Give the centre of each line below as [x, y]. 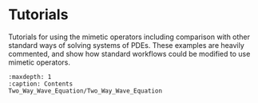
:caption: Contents [41, 84]
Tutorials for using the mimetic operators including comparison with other [129, 37]
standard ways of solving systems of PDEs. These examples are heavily [127, 45]
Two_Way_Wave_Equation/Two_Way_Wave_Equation [85, 91]
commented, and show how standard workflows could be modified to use [129, 53]
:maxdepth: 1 [30, 77]
